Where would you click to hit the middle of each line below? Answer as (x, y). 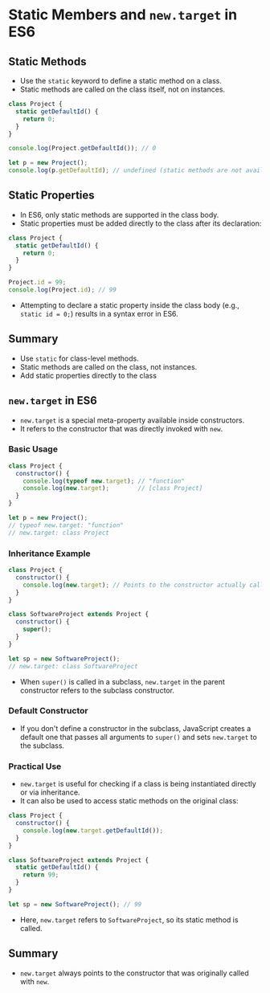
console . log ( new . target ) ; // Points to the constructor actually (135, 585)
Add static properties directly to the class (88, 375)
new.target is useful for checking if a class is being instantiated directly (138, 784)
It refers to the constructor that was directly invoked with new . (121, 428)
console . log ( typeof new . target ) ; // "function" (104, 481)
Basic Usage (33, 449)
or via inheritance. (50, 792)
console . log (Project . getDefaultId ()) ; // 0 (82, 149)
